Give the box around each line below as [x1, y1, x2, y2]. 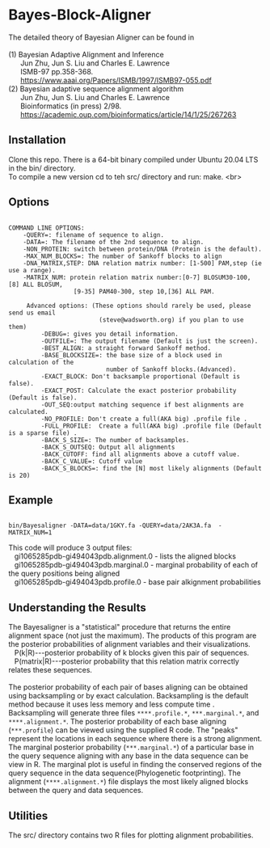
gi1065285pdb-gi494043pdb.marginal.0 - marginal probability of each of [14, 560, 259, 570]
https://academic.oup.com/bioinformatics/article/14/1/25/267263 [19, 109, 237, 119]
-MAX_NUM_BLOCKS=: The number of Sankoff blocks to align [23, 252, 222, 260]
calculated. [8, 407, 49, 416]
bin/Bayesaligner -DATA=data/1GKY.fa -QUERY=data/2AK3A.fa [8, 521, 212, 530]
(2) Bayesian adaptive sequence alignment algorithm [8, 83, 184, 94]
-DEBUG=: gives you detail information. [40, 330, 179, 338]
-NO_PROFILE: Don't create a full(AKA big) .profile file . [40, 415, 248, 423]
